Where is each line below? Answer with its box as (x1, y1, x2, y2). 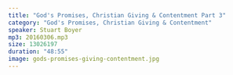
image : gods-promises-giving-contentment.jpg (8, 55, 159, 63)
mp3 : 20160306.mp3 (8, 33, 68, 41)
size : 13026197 (8, 41, 58, 48)
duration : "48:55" (8, 48, 68, 55)
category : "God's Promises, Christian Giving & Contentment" (8, 19, 213, 27)
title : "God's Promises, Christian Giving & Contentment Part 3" (8, 11, 226, 20)
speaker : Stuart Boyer (8, 26, 82, 34)
